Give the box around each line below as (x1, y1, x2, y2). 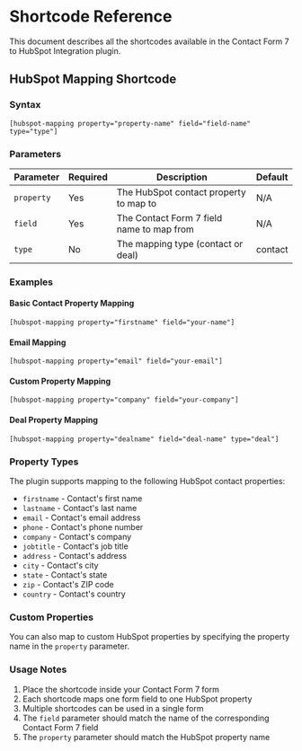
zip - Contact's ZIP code (22, 579, 114, 589)
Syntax (9, 99, 41, 111)
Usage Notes (9, 663, 67, 676)
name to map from (116, 223, 195, 235)
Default (255, 171, 289, 183)
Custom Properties (9, 611, 94, 623)
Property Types (9, 455, 79, 468)
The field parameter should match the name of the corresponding (22, 712, 270, 723)
